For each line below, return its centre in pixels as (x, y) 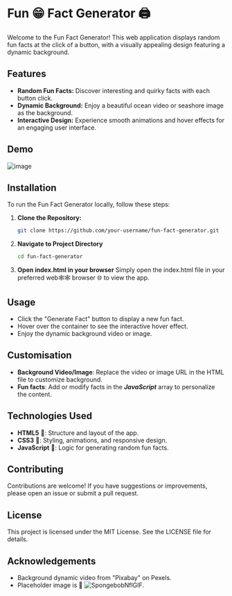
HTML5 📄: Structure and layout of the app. (78, 433)
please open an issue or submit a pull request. (73, 493)
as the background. (45, 112)
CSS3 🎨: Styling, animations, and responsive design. (92, 440)
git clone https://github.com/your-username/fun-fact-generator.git (118, 231)
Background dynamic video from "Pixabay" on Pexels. (94, 578)
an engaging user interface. (57, 127)
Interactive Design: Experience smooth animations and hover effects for (121, 120)
